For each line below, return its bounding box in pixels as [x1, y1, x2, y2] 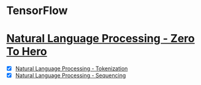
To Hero [6, 45, 47, 59]
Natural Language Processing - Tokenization [15, 65, 128, 72]
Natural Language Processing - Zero [6, 32, 195, 46]
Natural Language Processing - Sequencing [15, 72, 126, 79]
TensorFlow [6, 4, 68, 18]
